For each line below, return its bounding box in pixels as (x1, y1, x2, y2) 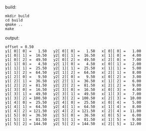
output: (5, 35, 20, 41)
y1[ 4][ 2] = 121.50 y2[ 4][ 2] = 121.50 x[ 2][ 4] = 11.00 (5, 109, 141, 113)
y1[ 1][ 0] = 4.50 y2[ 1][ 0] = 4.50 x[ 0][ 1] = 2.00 (5, 62, 141, 66)
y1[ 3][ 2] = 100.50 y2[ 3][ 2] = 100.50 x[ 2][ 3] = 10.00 (5, 96, 141, 101)
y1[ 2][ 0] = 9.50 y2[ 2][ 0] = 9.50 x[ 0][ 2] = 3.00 (5, 74, 141, 79)
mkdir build (5, 14, 29, 19)
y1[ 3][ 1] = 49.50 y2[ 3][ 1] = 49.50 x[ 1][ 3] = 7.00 (5, 91, 141, 96)
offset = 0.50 (5, 44, 34, 49)
